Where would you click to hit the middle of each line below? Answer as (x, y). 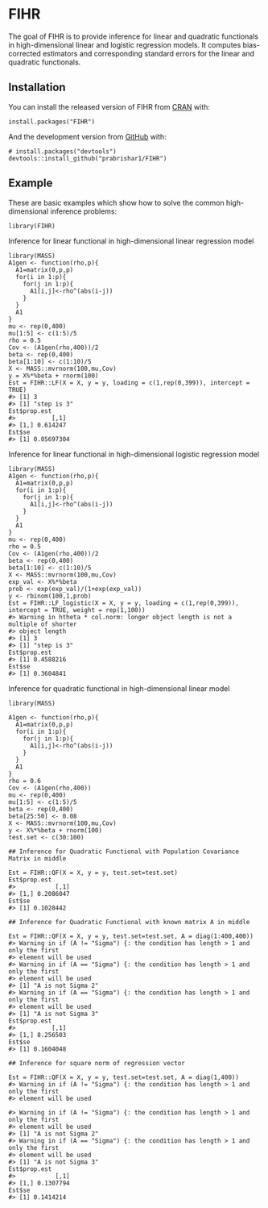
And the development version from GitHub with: (87, 136)
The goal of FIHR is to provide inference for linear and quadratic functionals (134, 36)
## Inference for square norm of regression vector (97, 1063)
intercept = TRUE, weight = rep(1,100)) (77, 610)
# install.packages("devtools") (62, 151)
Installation (37, 87)
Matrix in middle (37, 858)
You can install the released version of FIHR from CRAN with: (109, 106)
